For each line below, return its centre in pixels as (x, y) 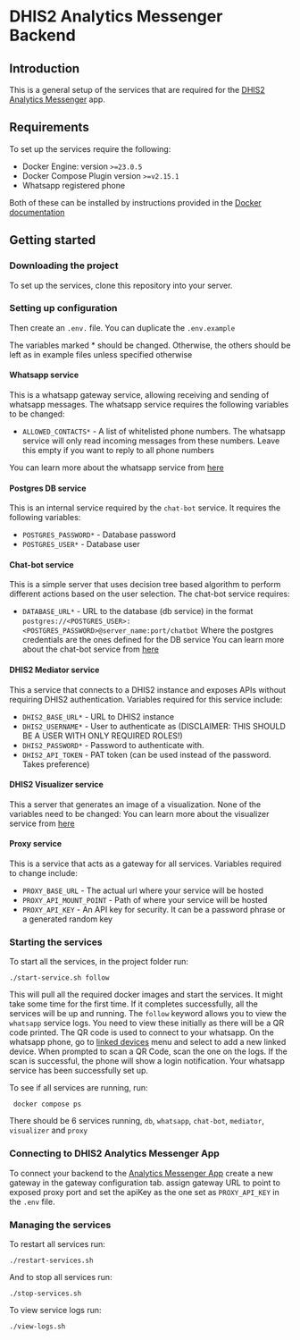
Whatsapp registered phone (74, 185)
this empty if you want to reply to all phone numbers (118, 450)
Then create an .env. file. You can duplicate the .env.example (122, 327)
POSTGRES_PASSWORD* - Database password (99, 535)
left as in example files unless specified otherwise (101, 354)
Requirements (49, 127)
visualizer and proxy (48, 1130)
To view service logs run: (55, 1310)
